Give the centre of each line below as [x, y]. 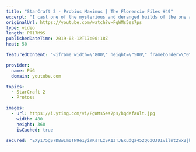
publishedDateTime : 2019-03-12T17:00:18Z [57, 39]
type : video [20, 28]
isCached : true [35, 130]
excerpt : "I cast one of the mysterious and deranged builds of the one [96, 17]
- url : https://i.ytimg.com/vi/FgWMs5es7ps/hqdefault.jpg [83, 113]
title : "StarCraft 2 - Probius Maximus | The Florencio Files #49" [90, 11]
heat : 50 [17, 44]
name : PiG [23, 71]
